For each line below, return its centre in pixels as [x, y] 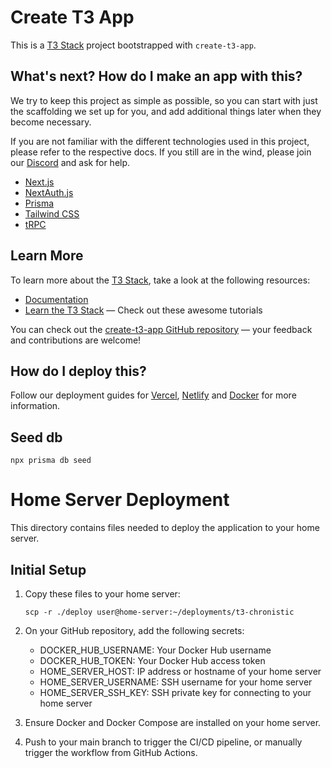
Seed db [36, 437]
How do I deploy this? [78, 371]
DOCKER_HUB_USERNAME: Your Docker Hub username [155, 650]
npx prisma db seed [51, 461]
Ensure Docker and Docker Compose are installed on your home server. [173, 722]
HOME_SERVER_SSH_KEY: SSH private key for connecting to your [175, 692]
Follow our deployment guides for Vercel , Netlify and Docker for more [153, 395]
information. [35, 406]
